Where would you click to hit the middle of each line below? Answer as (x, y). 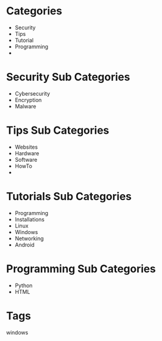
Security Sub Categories (68, 77)
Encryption (28, 100)
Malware (26, 106)
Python (24, 285)
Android (24, 245)
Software (26, 159)
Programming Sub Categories (81, 268)
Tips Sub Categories (58, 130)
